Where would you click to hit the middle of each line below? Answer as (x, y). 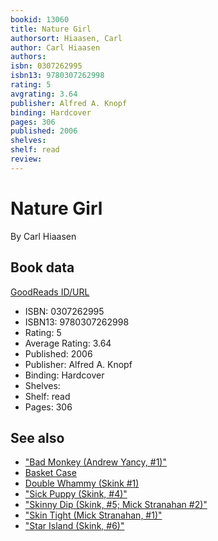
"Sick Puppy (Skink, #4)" (76, 494)
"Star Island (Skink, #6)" (74, 526)
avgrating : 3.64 (44, 94)
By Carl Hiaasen (43, 236)
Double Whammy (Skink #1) (82, 483)
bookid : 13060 (40, 19)
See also (37, 437)
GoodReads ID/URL (50, 292)
